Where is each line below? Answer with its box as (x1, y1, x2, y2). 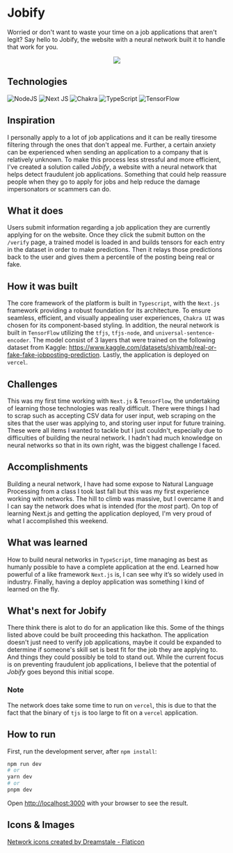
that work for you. (7, 42, 58, 51)
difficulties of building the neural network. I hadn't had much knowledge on (7, 433, 223, 442)
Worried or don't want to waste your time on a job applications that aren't (7, 28, 217, 36)
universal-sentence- (155, 330, 216, 337)
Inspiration (7, 115, 56, 127)
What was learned (7, 537, 88, 549)
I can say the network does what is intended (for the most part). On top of (7, 502, 219, 510)
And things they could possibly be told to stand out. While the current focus (7, 653, 224, 662)
